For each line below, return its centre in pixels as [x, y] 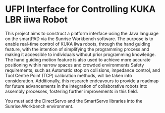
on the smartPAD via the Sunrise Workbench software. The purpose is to [79, 39]
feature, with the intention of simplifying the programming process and [77, 49]
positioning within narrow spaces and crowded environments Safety [75, 65]
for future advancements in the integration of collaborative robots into [76, 86]
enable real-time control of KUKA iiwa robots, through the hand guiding [78, 44]
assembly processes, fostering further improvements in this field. [72, 91]
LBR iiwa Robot [36, 20]
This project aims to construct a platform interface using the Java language [82, 33]
